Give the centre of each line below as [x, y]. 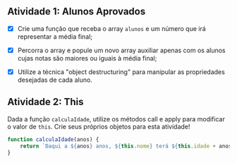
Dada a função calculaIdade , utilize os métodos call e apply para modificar [116, 119]
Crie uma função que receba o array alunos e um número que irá [111, 28]
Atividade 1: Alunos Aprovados [77, 12]
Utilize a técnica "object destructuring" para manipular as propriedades [121, 72]
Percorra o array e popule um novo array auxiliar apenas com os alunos [121, 50]
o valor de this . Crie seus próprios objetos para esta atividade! [99, 126]
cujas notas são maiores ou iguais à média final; [87, 58]
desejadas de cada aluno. [55, 80]
